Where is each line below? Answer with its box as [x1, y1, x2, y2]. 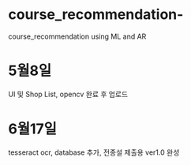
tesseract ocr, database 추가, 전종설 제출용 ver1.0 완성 [8, 148, 180, 157]
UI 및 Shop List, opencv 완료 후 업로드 [8, 89, 129, 99]
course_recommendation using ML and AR [8, 32, 147, 41]
